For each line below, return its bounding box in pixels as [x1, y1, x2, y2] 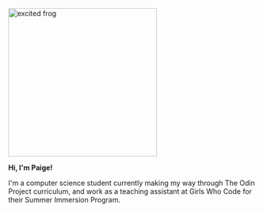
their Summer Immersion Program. [8, 195, 121, 204]
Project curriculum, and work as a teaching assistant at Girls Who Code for [8, 187, 252, 196]
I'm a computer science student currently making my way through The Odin [8, 178, 255, 187]
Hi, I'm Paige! [8, 163, 53, 172]
